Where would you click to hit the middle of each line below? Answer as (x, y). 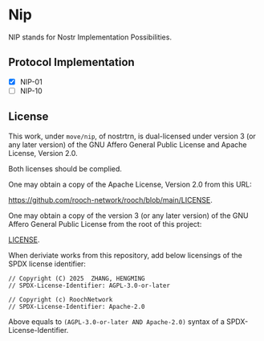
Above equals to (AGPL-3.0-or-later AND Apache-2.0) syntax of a (116, 321)
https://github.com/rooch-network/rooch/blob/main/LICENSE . (110, 199)
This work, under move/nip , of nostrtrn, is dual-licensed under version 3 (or (132, 136)
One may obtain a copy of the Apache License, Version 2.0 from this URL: (130, 184)
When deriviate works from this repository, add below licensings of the (125, 255)
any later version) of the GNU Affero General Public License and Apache (128, 144)
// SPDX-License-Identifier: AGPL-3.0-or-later (89, 286)
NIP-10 (31, 91)
